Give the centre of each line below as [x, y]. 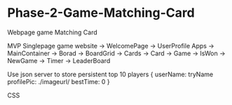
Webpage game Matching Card [52, 32]
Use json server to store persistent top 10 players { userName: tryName [110, 74]
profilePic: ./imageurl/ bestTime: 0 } [59, 81]
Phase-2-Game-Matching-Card [101, 13]
